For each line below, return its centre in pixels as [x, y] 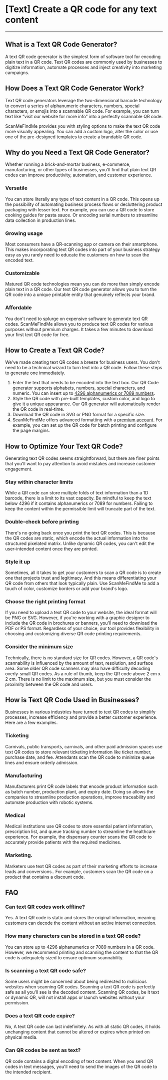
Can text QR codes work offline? [45, 907]
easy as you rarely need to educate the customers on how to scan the [77, 254]
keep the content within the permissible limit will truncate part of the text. [80, 509]
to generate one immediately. [35, 373]
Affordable [18, 308]
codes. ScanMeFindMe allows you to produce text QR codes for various [79, 324]
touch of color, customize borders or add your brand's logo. [67, 589]
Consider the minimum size [39, 647]
